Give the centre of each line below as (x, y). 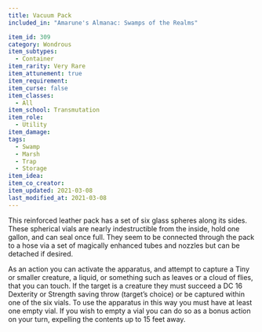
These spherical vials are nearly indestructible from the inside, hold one (124, 228)
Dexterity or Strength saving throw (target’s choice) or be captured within (127, 294)
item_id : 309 (29, 37)
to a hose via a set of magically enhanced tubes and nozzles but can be (124, 245)
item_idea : (26, 176)
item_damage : (29, 132)
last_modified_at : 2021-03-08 (58, 197)
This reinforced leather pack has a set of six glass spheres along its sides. (127, 220)
